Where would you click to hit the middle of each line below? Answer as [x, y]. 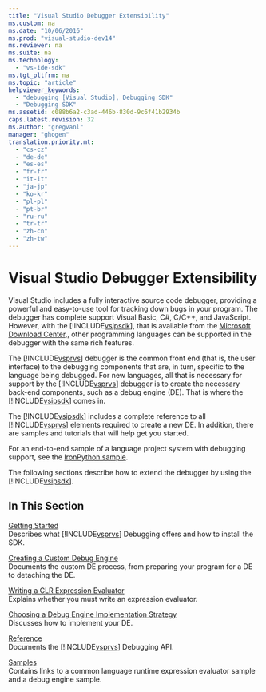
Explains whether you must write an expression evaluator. [103, 599]
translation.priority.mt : [51, 142]
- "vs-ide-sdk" [41, 68]
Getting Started [34, 525]
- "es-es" [32, 165]
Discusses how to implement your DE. [71, 622]
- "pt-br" [32, 209]
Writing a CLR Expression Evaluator [67, 590]
